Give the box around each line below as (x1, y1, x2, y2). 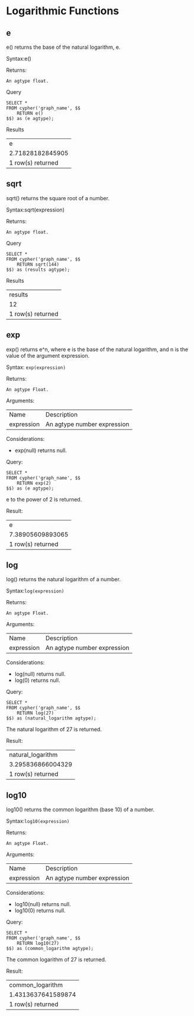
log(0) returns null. (14, 677, 60, 684)
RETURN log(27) (17, 710, 54, 717)
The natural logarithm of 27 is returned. (6, 726, 102, 733)
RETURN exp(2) (17, 480, 51, 486)
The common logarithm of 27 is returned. (6, 956, 106, 963)
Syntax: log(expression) (6, 587, 64, 595)
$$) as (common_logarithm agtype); (6, 946, 94, 952)
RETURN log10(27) (17, 941, 60, 946)
